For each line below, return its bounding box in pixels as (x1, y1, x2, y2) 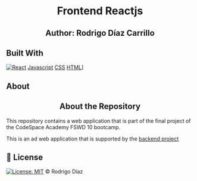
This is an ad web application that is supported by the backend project (6, 135, 179, 142)
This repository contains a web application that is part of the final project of (6, 117, 191, 124)
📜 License (6, 152, 43, 162)
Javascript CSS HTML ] (27, 64, 84, 71)
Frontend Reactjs (57, 4, 143, 18)
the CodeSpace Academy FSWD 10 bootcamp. (6, 123, 121, 130)
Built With (6, 48, 43, 58)
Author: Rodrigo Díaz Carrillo (45, 28, 155, 38)
